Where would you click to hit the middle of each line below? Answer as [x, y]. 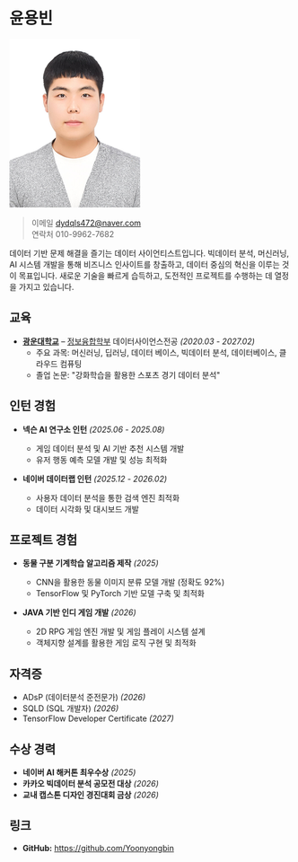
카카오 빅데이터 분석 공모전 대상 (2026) [91, 783]
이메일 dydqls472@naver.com [86, 223]
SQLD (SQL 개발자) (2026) [70, 708]
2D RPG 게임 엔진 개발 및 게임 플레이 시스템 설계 [121, 632]
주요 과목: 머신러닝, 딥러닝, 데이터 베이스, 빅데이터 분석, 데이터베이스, [156, 352]
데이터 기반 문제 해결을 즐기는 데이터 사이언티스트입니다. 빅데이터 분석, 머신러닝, [149, 253]
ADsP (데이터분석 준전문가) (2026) [84, 698]
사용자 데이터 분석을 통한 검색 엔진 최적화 [108, 497]
